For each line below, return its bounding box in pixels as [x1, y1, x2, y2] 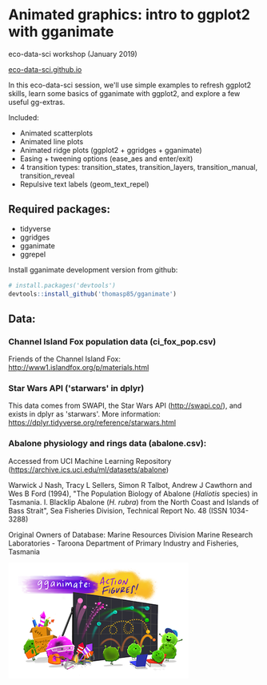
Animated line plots [19, 136, 84, 146]
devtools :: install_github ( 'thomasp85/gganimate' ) [8, 290, 177, 298]
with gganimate [8, 22, 114, 41]
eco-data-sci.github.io [8, 64, 82, 74]
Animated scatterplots [19, 128, 94, 138]
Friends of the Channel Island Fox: [8, 354, 122, 364]
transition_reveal [19, 171, 75, 180]
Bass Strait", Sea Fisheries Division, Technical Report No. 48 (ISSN [8, 506, 228, 515]
